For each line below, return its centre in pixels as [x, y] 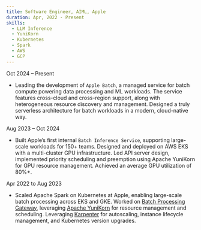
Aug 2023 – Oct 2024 [33, 128]
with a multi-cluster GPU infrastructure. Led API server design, [92, 153]
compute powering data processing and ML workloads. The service [99, 91]
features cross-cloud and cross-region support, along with [87, 98]
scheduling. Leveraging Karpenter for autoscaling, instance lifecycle [99, 214]
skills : [16, 23]
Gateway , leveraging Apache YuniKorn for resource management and [100, 208]
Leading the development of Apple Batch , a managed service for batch [102, 85]
